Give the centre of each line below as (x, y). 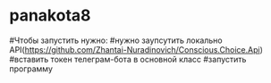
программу (31, 69)
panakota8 (50, 16)
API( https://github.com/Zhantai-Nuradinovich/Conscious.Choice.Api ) (136, 49)
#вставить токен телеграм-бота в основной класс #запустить (128, 59)
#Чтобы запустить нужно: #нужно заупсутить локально (116, 40)
